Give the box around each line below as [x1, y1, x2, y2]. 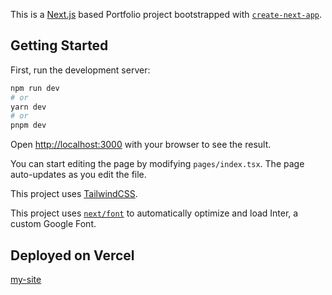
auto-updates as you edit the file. [10, 169, 147, 181]
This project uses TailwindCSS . [10, 188, 138, 200]
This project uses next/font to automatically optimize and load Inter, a [10, 207, 299, 219]
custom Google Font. [10, 218, 97, 230]
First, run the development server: [10, 64, 151, 76]
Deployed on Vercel [10, 247, 135, 264]
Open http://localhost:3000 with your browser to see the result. [10, 139, 272, 151]
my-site [10, 274, 42, 285]
